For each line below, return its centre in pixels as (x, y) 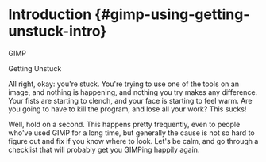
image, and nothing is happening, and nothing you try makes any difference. (133, 92)
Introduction (50, 15)
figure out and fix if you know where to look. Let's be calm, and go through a (133, 141)
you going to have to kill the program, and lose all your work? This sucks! (127, 109)
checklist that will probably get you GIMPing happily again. (104, 149)
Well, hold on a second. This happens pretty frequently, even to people (124, 124)
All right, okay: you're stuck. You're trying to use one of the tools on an (124, 84)
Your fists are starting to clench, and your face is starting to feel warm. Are (130, 100)
